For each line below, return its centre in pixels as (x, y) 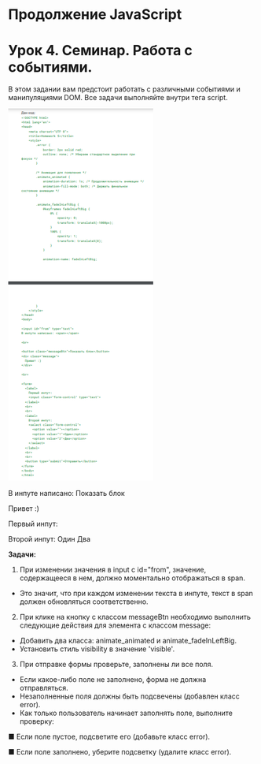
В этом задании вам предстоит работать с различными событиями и (125, 89)
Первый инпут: (33, 524)
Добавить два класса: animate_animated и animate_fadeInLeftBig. (128, 641)
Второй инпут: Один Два (50, 539)
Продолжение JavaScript (95, 15)
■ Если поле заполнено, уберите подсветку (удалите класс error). (120, 752)
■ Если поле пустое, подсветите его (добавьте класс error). (109, 737)
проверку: (37, 721)
